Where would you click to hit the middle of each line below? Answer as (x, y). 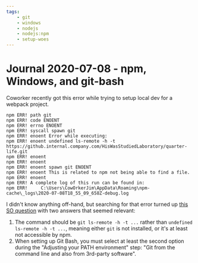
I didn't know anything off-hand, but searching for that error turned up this (97, 204)
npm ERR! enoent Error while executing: (57, 136)
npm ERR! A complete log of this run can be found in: (76, 183)
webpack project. (28, 104)
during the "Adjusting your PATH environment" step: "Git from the (95, 247)
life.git (17, 151)
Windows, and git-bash (65, 82)
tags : (13, 12)
